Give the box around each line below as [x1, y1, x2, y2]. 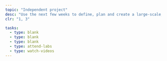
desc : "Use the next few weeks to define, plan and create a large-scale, [5, 12, 164, 17]
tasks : [5, 25, 19, 30]
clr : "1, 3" [5, 16, 30, 21]
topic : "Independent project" [5, 7, 68, 12]
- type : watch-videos [9, 48, 55, 54]
